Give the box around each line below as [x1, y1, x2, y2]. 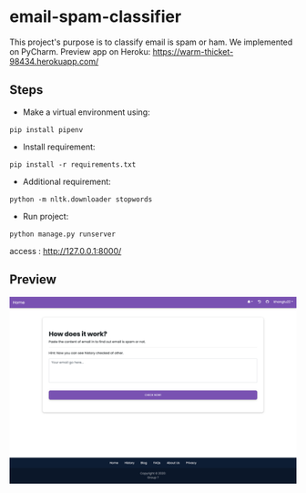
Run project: [22, 211, 69, 221]
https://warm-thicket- [152, 46, 234, 56]
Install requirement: [22, 141, 96, 152]
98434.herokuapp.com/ [9, 56, 99, 67]
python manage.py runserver [9, 230, 117, 239]
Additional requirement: [22, 176, 111, 187]
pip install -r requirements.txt [9, 159, 137, 169]
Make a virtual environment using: [22, 107, 150, 118]
